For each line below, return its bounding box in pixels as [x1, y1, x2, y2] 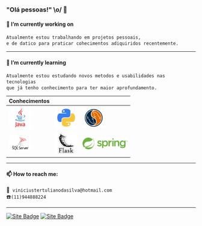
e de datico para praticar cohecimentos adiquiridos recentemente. [6, 40, 179, 47]
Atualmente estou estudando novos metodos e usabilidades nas [6, 73, 165, 79]
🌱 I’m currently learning [6, 58, 66, 66]
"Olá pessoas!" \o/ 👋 [6, 5, 68, 14]
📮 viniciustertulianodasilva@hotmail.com [6, 186, 112, 193]
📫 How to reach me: [6, 171, 58, 178]
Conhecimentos [8, 97, 50, 104]
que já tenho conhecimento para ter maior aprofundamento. [6, 85, 158, 91]
